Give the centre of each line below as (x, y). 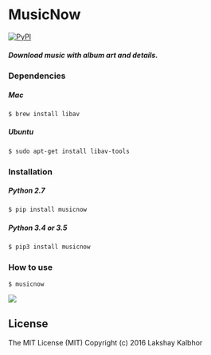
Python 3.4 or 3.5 (38, 228)
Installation (31, 171)
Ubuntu (21, 132)
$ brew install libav (44, 114)
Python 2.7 (27, 191)
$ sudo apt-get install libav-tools (69, 151)
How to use (31, 267)
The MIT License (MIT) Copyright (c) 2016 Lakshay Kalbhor (105, 343)
